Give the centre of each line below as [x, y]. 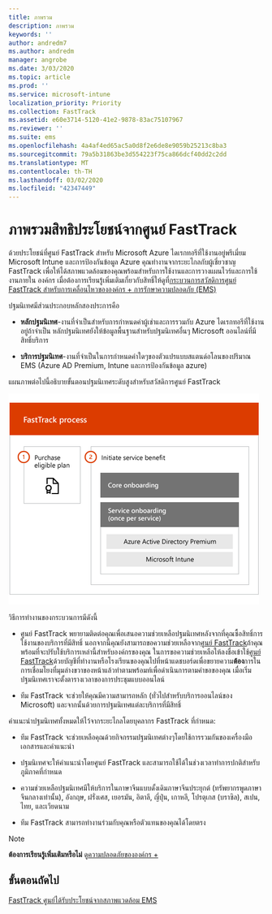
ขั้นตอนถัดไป [34, 880]
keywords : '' [30, 34]
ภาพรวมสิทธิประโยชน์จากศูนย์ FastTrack [123, 230]
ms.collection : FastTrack [52, 111]
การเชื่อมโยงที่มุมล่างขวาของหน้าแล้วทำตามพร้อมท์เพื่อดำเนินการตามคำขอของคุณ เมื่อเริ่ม [136, 670]
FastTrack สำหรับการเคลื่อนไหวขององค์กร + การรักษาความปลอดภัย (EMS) [112, 289]
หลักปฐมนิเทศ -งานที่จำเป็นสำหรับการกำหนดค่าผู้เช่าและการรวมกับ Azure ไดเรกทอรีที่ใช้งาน [142, 322]
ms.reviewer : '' [36, 129]
